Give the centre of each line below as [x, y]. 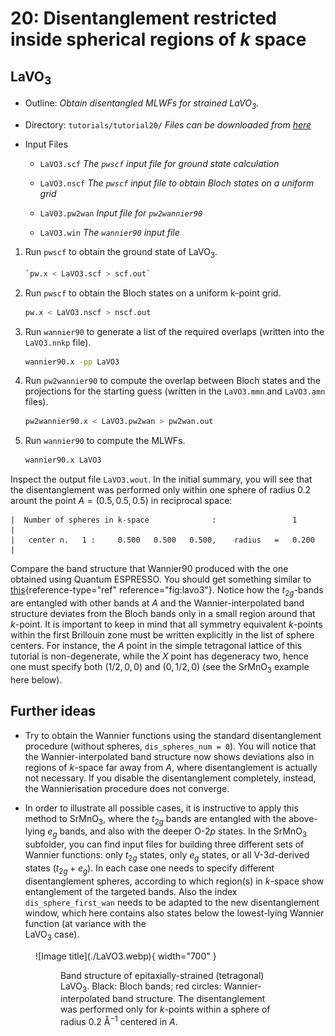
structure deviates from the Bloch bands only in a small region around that [163, 613]
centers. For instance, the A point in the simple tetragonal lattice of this [156, 645]
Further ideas [53, 711]
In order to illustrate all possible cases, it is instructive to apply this [161, 808]
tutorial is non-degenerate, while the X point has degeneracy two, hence [159, 656]
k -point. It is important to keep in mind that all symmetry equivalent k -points [166, 624]
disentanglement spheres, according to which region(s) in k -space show [174, 881]
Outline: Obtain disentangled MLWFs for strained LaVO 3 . [142, 104]
